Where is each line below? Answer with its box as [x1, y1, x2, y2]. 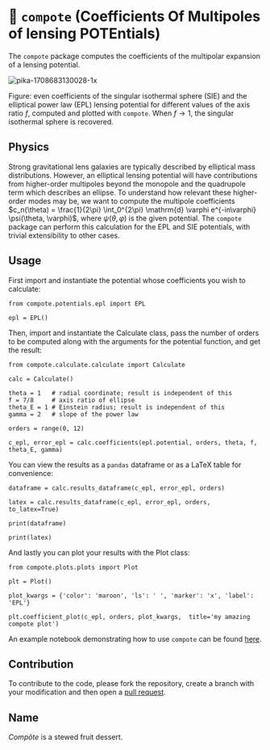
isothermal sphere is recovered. [8, 116, 114, 126]
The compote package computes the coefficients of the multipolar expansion [8, 51, 260, 61]
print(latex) [8, 533, 52, 541]
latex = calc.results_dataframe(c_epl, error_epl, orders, [8, 498, 211, 506]
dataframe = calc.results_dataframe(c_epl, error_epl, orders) [8, 484, 226, 492]
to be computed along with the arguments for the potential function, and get [8, 336, 260, 346]
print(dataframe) [8, 519, 67, 528]
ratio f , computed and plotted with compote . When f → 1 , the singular [8, 108, 235, 118]
